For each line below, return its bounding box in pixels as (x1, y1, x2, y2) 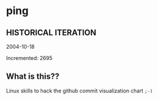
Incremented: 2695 (6, 55, 53, 61)
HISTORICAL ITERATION (6, 28, 97, 38)
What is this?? (6, 72, 60, 82)
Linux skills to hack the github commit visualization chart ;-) (6, 87, 153, 94)
